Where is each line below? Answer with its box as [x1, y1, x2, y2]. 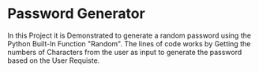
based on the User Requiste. [7, 56, 100, 65]
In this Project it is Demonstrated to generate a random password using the [7, 31, 252, 40]
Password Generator [7, 5, 145, 23]
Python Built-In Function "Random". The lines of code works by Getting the [7, 38, 251, 48]
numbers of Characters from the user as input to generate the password [7, 47, 242, 57]
